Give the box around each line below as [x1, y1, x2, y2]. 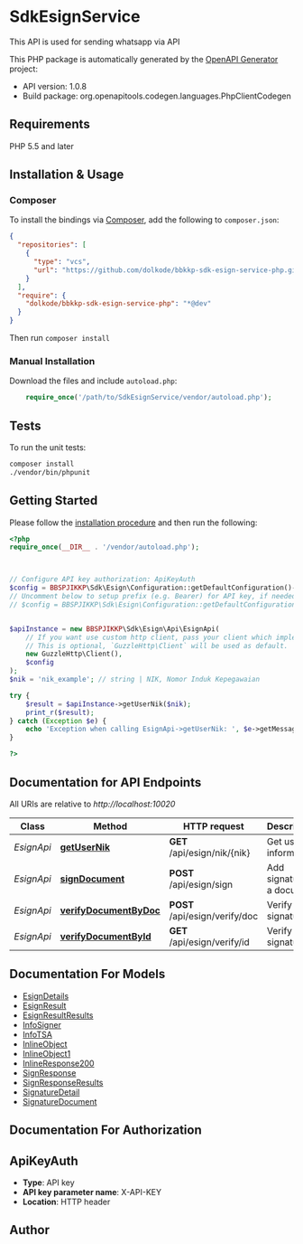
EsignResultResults [22, 1010, 94, 1021]
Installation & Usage [9, 167, 124, 183]
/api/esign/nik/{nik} [169, 846, 251, 859]
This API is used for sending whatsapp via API [9, 36, 180, 47]
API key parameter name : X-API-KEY [22, 1186, 162, 1197]
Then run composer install [9, 333, 110, 344]
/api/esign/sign [169, 878, 233, 891]
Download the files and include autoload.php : [9, 375, 178, 386]
